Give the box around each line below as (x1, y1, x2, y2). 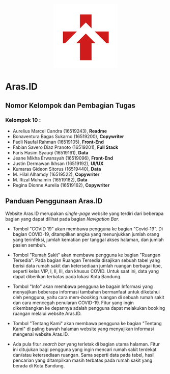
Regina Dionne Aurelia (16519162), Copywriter (12, 182, 110, 188)
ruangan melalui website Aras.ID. (12, 310, 82, 316)
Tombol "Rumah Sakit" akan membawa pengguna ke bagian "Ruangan (12, 252, 161, 258)
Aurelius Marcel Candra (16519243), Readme (12, 128, 107, 134)
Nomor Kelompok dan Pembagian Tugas (5, 101, 136, 110)
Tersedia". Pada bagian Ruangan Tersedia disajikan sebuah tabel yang (12, 257, 160, 263)
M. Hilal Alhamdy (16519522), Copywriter (12, 171, 100, 177)
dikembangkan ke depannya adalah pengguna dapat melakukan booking (12, 305, 165, 311)
